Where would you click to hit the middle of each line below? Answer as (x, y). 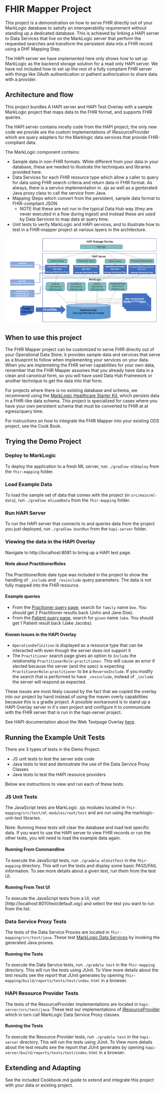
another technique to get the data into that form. (54, 381)
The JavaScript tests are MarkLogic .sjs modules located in (65, 808)
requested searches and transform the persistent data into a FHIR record (79, 43)
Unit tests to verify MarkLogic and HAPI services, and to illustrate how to (86, 224)
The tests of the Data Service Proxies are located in (57, 932)
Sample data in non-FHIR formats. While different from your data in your (85, 162)
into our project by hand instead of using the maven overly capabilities (77, 697)
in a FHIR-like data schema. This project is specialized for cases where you (81, 401)
